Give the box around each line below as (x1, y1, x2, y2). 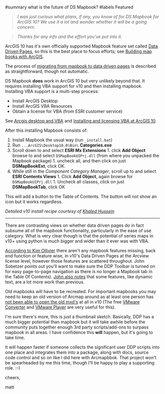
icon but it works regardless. (5, 199, 63, 205)
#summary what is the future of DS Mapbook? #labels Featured (5, 4, 134, 10)
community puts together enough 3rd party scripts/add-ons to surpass (5, 324, 149, 330)
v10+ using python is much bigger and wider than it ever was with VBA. (5, 238, 150, 244)
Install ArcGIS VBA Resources (12, 103, 73, 109)
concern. (17, 24, 36, 30)
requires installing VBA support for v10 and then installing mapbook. (5, 83, 143, 89)
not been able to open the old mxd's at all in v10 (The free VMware (5, 299, 140, 304)
